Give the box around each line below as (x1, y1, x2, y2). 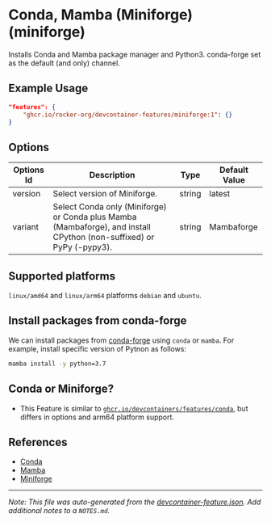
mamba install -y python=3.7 (8, 360, 106, 368)
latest (209, 188, 231, 200)
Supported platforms (8, 269, 115, 283)
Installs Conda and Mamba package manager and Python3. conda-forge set (8, 49, 261, 59)
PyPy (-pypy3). (52, 242, 113, 253)
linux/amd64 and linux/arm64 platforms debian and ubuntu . (8, 291, 202, 300)
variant (12, 221, 39, 233)
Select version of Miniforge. (52, 188, 158, 200)
